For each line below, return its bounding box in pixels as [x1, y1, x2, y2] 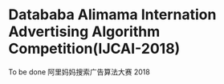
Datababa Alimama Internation [8, 6, 217, 24]
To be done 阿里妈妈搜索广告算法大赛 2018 [8, 66, 150, 77]
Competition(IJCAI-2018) [8, 40, 181, 58]
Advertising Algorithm [8, 22, 161, 41]
